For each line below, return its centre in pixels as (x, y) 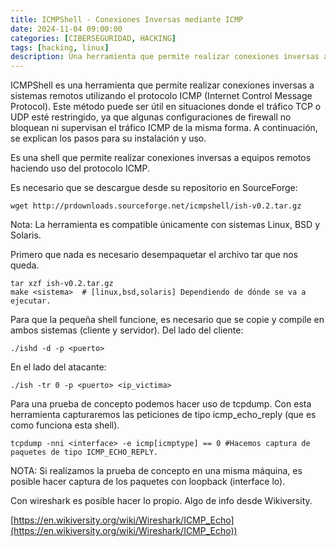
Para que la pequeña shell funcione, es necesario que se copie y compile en (167, 320)
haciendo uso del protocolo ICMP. (80, 168)
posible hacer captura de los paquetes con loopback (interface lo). (148, 482)
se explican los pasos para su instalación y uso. (108, 138)
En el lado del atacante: (58, 367)
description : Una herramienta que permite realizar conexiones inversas (165, 57)
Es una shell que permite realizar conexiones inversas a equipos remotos (161, 158)
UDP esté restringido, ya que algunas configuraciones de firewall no (151, 117)
